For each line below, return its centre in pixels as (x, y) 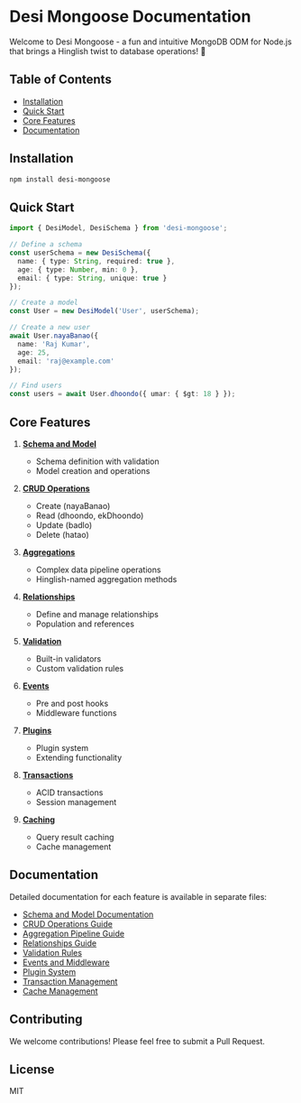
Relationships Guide (59, 943)
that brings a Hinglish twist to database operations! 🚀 (108, 51)
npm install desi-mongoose (60, 179)
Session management (76, 802)
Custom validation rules (80, 668)
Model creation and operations (93, 470)
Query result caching (75, 837)
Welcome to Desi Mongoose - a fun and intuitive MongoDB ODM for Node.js (151, 42)
